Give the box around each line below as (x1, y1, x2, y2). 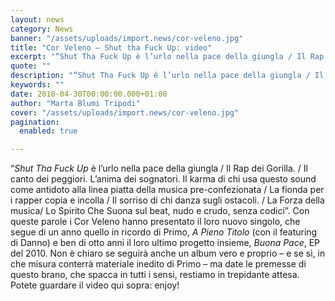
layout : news (10, 14, 65, 25)
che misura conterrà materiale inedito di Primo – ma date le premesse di (10, 258, 307, 270)
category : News (10, 24, 74, 34)
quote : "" (10, 61, 52, 71)
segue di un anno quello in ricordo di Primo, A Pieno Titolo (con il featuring (10, 226, 318, 238)
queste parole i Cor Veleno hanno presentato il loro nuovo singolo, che (10, 216, 301, 228)
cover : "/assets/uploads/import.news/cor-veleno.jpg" (10, 107, 240, 118)
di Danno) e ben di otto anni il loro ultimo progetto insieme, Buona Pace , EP (10, 237, 321, 249)
